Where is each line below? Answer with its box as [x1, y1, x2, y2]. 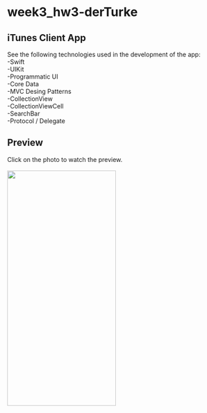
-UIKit [7, 65, 24, 73]
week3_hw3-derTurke [7, 4, 138, 20]
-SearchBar [7, 109, 40, 118]
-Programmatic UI [7, 72, 59, 81]
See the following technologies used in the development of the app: [7, 50, 201, 58]
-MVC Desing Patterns [7, 88, 72, 95]
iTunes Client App [7, 32, 86, 44]
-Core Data [7, 80, 40, 88]
